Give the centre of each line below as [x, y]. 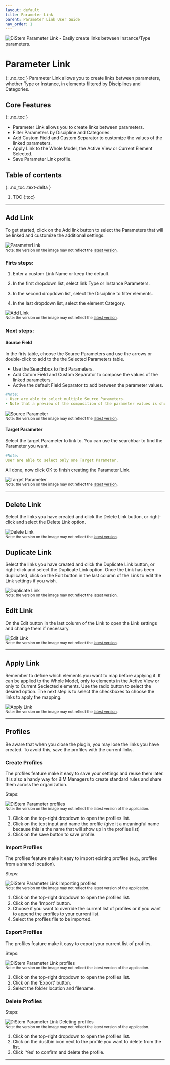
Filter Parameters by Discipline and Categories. [62, 132]
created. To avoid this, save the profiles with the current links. [70, 749]
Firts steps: [19, 263]
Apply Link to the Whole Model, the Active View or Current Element [82, 148]
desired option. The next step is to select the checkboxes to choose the [80, 691]
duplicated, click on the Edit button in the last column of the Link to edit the [83, 576]
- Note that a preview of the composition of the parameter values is [81, 404]
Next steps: [20, 331]
